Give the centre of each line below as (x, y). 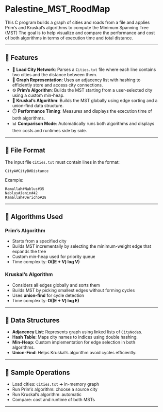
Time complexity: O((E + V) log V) (46, 262)
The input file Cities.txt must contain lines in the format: (62, 162)
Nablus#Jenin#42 (21, 193)
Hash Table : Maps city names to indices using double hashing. (75, 337)
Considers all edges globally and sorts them (56, 285)
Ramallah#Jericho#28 (26, 197)
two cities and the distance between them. (55, 74)
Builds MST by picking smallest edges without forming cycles (73, 290)
